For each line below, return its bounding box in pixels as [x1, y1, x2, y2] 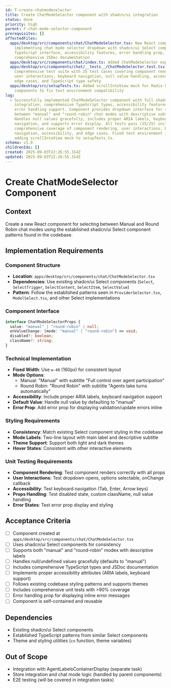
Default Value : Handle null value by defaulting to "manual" [12, 399, 136, 405]
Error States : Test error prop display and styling [12, 501, 113, 508]
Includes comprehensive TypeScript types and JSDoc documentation [12, 564, 159, 570]
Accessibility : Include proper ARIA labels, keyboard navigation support [12, 393, 162, 400]
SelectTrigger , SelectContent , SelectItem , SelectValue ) [12, 284, 130, 290]
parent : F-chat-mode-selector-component [5, 27, 93, 32]
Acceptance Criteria [5, 517, 71, 525]
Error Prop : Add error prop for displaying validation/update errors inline [12, 405, 162, 411]
